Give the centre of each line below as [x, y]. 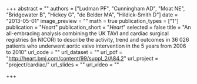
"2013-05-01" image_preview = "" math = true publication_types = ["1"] [93, 21]
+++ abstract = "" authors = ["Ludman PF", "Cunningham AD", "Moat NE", [96, 9]
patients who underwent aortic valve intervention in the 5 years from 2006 [96, 46]
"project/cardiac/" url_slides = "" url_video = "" [63, 65]
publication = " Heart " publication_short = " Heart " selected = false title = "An [98, 27]
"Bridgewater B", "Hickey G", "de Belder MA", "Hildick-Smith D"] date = [92, 15]
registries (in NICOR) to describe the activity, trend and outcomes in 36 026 [98, 40]
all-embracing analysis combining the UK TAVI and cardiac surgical [88, 33]
